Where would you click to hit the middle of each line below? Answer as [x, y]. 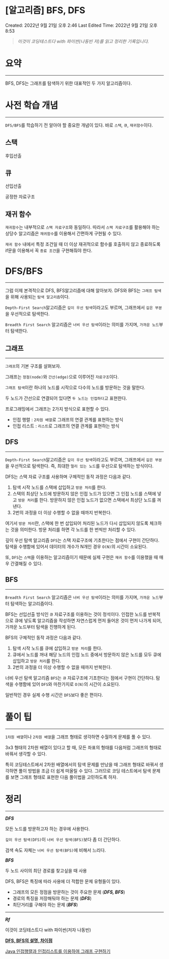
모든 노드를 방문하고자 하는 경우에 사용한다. [48, 828]
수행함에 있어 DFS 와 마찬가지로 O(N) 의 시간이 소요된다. [67, 684]
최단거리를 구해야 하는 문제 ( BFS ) [45, 905]
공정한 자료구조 [20, 197]
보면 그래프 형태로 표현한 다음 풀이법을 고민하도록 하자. [64, 777]
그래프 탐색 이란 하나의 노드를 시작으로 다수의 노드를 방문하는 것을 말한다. [75, 388]
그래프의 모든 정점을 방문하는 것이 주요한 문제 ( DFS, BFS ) [69, 892]
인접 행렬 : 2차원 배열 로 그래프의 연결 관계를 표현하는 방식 [68, 420]
